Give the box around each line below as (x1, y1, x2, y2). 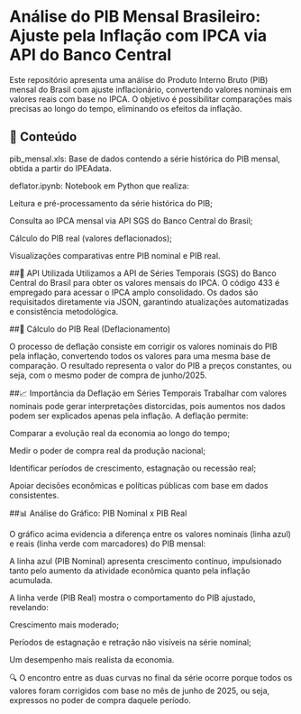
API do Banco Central (9, 45, 172, 65)
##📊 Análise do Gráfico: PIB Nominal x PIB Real (9, 508, 187, 518)
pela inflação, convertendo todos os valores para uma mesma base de (9, 350, 271, 362)
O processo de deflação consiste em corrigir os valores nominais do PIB (9, 341, 278, 352)
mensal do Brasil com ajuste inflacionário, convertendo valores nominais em (9, 84, 292, 95)
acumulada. (9, 574, 53, 585)
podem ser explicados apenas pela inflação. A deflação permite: (9, 410, 249, 421)
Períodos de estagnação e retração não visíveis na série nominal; (9, 636, 252, 647)
